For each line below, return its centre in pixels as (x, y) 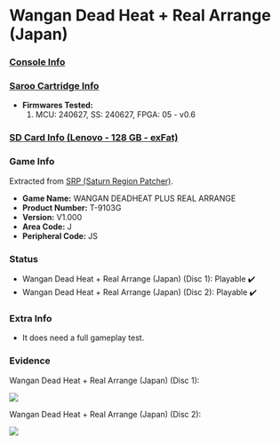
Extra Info (31, 318)
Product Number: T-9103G (72, 207)
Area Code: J (47, 226)
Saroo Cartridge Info (54, 86)
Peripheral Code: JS (60, 235)
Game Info (32, 162)
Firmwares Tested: (57, 105)
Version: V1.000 (52, 217)
